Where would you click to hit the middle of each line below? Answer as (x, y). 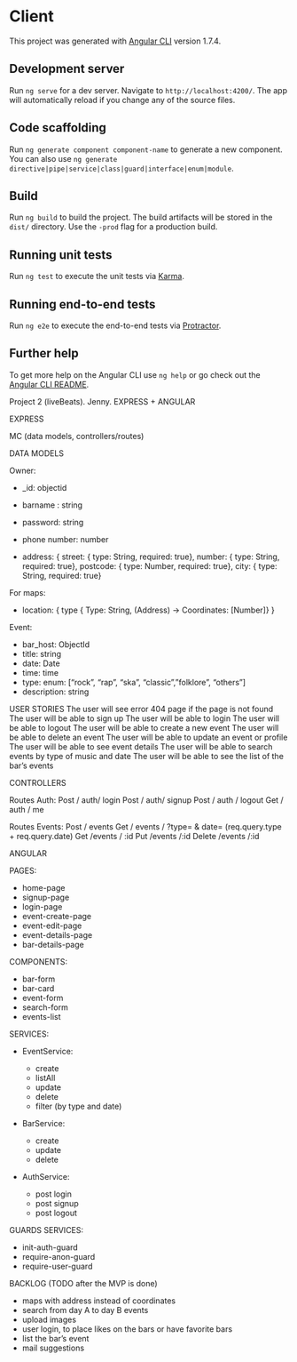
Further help (44, 353)
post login (54, 1194)
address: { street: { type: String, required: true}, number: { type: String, (151, 557)
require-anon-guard (59, 1256)
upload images (49, 1319)
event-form (43, 997)
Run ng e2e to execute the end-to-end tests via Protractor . (115, 325)
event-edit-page (52, 925)
